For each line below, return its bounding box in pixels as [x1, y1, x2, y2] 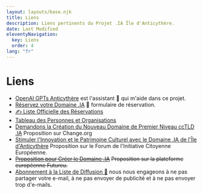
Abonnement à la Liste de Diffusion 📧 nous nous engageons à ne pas [15, 168, 188, 175]
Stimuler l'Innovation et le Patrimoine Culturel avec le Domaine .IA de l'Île [15, 136, 197, 143]
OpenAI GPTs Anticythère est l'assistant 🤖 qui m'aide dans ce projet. [15, 95, 186, 102]
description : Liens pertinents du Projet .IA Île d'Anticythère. [6, 20, 175, 26]
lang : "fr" [6, 48, 34, 55]
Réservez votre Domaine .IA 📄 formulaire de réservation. [15, 101, 156, 108]
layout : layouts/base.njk [6, 8, 72, 15]
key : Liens [12, 37, 39, 43]
